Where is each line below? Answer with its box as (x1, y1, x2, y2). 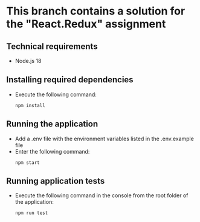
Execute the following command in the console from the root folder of (15, 192, 189, 199)
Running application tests (6, 176, 105, 186)
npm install (15, 102, 45, 108)
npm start (15, 159, 40, 166)
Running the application (6, 119, 98, 129)
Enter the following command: (15, 148, 90, 155)
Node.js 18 (15, 57, 42, 64)
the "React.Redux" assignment (6, 17, 166, 31)
